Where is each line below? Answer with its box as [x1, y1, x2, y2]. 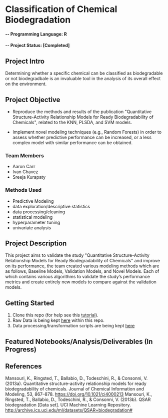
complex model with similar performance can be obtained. [12, 140, 133, 146]
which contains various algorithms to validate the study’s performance [5, 274, 150, 280]
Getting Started [5, 299, 54, 307]
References [5, 362, 42, 370]
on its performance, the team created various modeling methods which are [5, 263, 159, 269]
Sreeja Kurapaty [12, 174, 46, 180]
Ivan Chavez [12, 169, 38, 175]
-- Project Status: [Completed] [5, 43, 70, 49]
